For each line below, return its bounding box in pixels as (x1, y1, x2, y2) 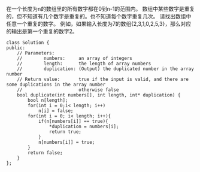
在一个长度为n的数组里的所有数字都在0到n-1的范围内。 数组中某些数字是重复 (6, 5, 195, 12)
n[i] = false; (38, 108, 74, 114)
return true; (49, 129, 82, 135)
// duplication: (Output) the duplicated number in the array (17, 66, 195, 72)
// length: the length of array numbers (17, 61, 151, 67)
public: (6, 45, 26, 51)
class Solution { (6, 40, 50, 46)
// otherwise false (17, 87, 119, 93)
